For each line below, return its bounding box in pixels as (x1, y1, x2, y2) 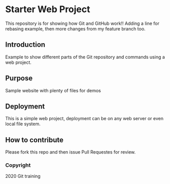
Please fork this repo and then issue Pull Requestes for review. (5, 149, 136, 155)
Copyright (5, 162, 31, 169)
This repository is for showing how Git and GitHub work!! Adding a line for (5, 20, 160, 26)
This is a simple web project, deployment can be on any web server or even (5, 116, 164, 122)
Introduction (5, 41, 46, 49)
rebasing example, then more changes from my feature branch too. (5, 25, 146, 31)
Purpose (5, 74, 33, 83)
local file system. (5, 121, 41, 127)
